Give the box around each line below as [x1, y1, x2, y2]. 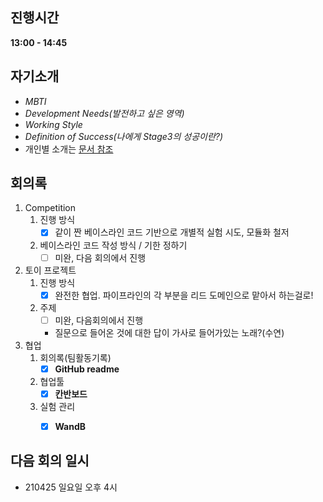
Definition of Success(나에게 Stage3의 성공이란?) [24, 130, 224, 142]
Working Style [24, 118, 83, 130]
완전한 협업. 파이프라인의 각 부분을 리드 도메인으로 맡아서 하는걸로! [54, 289, 314, 301]
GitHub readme [54, 363, 120, 375]
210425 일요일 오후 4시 [24, 481, 118, 493]
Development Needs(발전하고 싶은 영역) [24, 107, 185, 119]
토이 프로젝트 [24, 264, 77, 276]
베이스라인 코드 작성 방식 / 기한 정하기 [39, 239, 188, 251]
